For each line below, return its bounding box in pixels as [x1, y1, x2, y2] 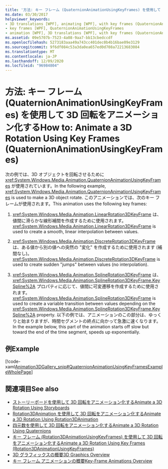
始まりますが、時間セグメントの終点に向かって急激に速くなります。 [21, 318, 161, 324]
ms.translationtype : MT [5, 49, 55, 54]
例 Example [5, 345, 39, 353]
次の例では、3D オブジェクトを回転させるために [5, 171, 104, 178]
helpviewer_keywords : [5, 17, 50, 22]
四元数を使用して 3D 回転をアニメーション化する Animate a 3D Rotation [12, 422, 159, 428]
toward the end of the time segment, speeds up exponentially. [12, 329, 140, 335]
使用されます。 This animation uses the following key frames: [22, 201, 147, 207]
